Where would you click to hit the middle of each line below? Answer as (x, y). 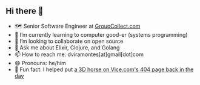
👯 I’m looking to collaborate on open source (69, 41)
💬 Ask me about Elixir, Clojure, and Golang (67, 47)
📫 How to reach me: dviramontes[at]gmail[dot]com (79, 54)
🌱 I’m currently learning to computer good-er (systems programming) (101, 34)
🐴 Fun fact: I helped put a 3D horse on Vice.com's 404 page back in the (104, 69)
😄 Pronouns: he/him (40, 63)
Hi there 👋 (25, 11)
